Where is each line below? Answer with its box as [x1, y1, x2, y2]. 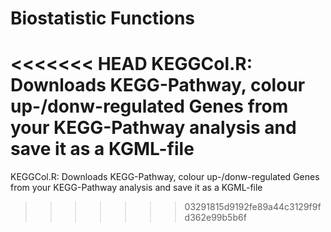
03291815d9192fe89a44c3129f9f [184, 201, 322, 213]
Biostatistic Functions [10, 7, 196, 30]
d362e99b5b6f [184, 212, 247, 224]
